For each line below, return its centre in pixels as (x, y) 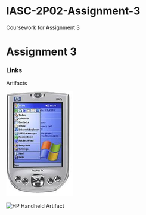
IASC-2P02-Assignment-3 (73, 11)
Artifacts (17, 83)
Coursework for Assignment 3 (43, 27)
